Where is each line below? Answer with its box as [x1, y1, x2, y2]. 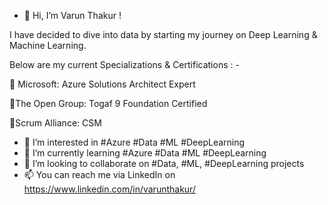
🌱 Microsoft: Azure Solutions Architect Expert [9, 78, 196, 90]
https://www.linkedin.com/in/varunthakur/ [23, 183, 196, 195]
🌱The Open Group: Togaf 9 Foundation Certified [9, 98, 208, 109]
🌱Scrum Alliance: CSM [9, 117, 102, 129]
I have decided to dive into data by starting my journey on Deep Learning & [9, 29, 318, 40]
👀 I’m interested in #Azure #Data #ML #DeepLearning [23, 136, 246, 148]
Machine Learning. [9, 40, 87, 51]
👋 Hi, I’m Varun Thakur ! [23, 10, 122, 21]
